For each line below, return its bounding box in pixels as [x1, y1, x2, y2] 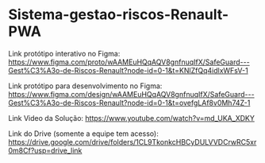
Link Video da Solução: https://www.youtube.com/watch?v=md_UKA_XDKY [8, 113, 255, 122]
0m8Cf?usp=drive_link [8, 146, 83, 155]
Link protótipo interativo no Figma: [8, 49, 121, 58]
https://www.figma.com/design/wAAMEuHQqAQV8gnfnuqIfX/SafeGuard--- [8, 89, 255, 99]
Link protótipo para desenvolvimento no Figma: [8, 81, 163, 91]
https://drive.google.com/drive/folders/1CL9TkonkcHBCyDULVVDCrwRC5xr [8, 137, 257, 146]
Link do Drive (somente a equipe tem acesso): [8, 129, 159, 138]
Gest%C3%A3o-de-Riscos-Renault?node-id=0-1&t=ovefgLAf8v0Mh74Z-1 [8, 98, 251, 107]
